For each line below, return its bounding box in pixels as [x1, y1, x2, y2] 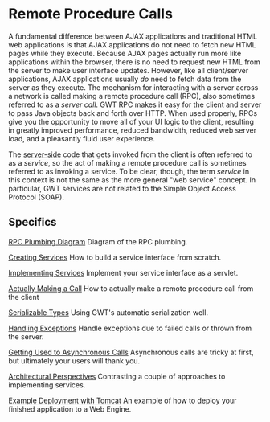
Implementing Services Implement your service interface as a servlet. [8, 268, 239, 277]
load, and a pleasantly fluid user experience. [8, 133, 155, 143]
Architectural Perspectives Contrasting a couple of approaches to [8, 371, 226, 381]
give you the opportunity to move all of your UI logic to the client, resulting [8, 117, 255, 126]
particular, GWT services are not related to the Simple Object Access [8, 183, 237, 193]
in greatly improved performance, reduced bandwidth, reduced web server [8, 125, 257, 135]
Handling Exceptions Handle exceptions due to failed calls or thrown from [8, 323, 252, 333]
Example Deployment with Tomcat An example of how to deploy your [8, 395, 237, 405]
